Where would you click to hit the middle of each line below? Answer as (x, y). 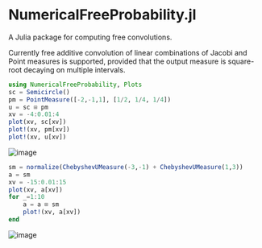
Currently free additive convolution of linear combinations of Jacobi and (128, 52)
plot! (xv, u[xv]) (37, 137)
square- (241, 61)
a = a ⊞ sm (41, 205)
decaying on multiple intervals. (75, 69)
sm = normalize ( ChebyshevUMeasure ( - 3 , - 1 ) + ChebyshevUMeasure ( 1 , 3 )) (126, 167)
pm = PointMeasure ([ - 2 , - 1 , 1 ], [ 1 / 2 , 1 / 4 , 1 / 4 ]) (90, 99)
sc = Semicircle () (39, 92)
